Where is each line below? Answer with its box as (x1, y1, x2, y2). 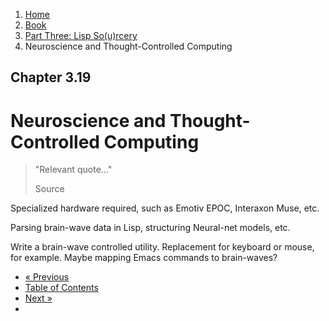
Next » (24, 292, 53, 304)
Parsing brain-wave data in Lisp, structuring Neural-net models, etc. (10, 222, 291, 234)
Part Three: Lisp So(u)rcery (24, 30, 138, 41)
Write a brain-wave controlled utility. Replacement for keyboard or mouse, (10, 241, 315, 253)
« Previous (24, 271, 70, 283)
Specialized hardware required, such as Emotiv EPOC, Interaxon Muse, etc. (10, 202, 320, 214)
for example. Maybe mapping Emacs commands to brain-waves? (10, 252, 278, 264)
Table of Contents (24, 282, 99, 294)
